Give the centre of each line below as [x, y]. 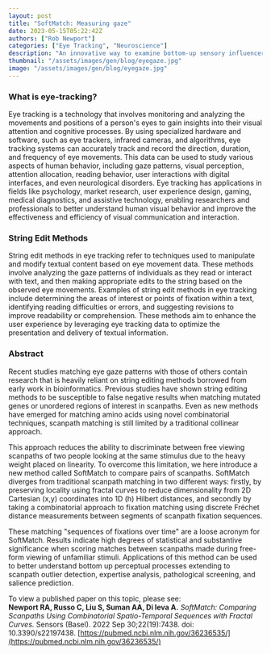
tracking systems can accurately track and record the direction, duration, [130, 149]
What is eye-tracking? [53, 96]
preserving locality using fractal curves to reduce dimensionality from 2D [130, 490]
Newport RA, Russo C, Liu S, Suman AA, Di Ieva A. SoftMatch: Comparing [132, 607]
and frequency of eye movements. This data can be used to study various [131, 157]
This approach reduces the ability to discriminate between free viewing [127, 447]
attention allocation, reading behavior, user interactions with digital [119, 174]
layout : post [30, 16]
